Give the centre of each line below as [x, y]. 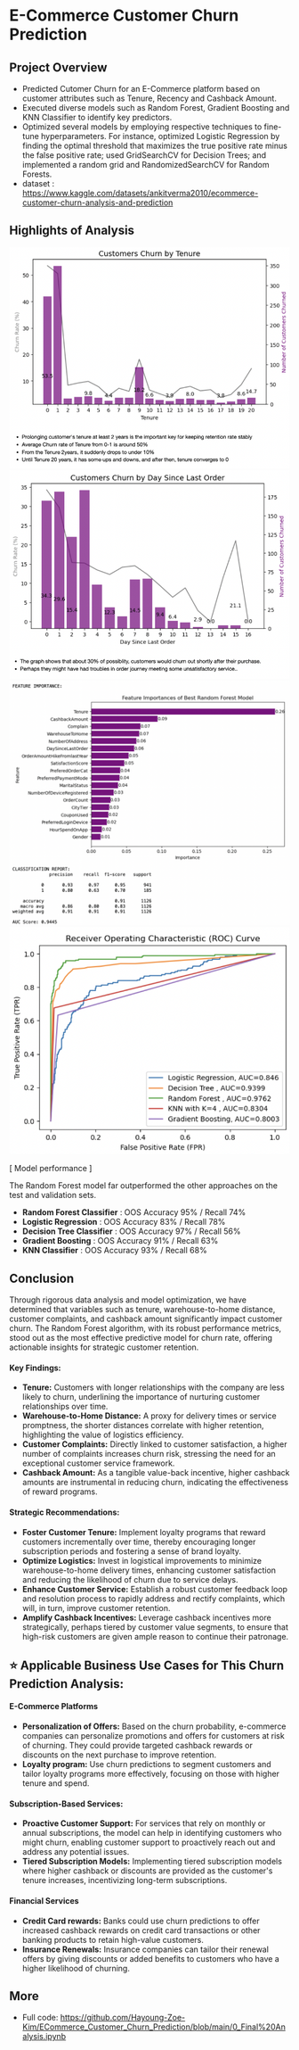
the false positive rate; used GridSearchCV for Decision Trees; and [144, 155]
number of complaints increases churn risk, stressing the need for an [149, 1454]
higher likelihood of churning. [76, 1968]
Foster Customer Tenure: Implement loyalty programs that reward [144, 1532]
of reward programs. [60, 1492]
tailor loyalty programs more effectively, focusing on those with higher [151, 1774]
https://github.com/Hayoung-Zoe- [123, 2018]
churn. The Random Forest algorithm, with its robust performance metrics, [145, 1328]
